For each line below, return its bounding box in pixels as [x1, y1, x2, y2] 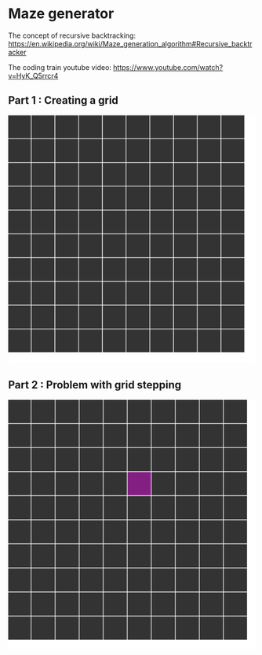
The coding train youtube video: [8, 62, 112, 72]
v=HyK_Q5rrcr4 [8, 71, 59, 80]
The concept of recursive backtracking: [8, 31, 136, 40]
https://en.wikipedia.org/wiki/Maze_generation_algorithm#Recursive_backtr [8, 39, 253, 48]
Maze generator [8, 5, 115, 23]
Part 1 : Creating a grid [8, 94, 119, 107]
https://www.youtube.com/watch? [113, 62, 224, 72]
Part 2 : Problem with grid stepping [8, 378, 182, 392]
